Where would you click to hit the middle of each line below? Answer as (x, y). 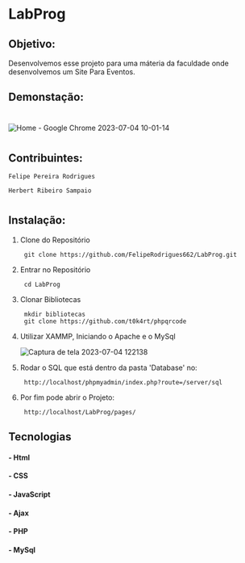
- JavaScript (29, 494)
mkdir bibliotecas (55, 314)
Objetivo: (32, 44)
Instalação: (37, 220)
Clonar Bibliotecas (50, 299)
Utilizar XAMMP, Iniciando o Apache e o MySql (98, 336)
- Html (19, 457)
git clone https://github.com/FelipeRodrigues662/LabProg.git (131, 254)
